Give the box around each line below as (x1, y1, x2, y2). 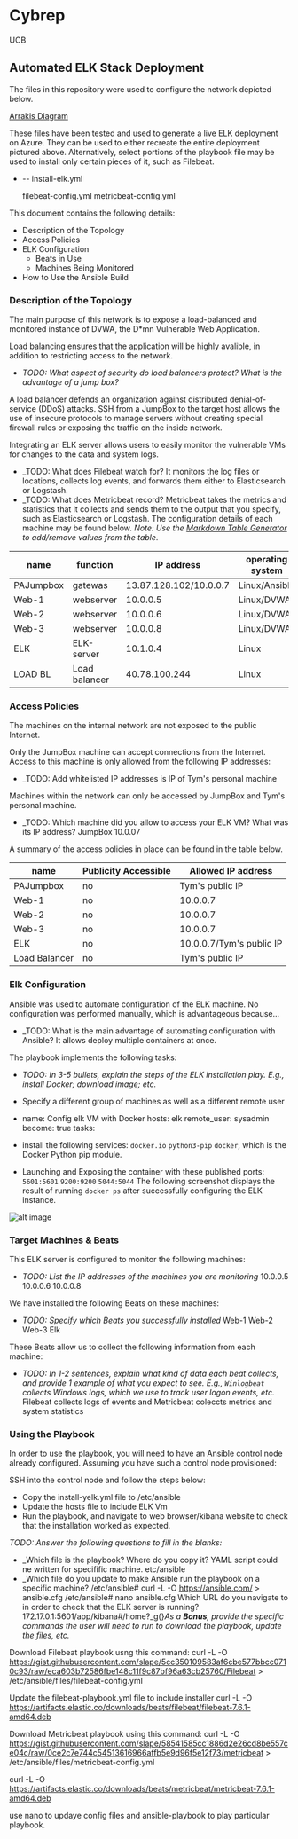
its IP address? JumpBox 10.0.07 (21, 827, 141, 837)
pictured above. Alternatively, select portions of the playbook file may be (9, 146, 275, 157)
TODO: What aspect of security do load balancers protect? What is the (21, 367, 283, 378)
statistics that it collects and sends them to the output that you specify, (21, 504, 281, 515)
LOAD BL (13, 668, 51, 680)
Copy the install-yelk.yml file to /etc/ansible (21, 1492, 182, 1503)
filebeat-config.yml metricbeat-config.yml (21, 190, 176, 200)
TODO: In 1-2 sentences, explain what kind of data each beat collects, (21, 1368, 279, 1379)
